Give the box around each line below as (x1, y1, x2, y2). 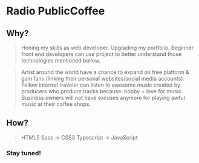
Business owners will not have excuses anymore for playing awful (21, 94, 186, 101)
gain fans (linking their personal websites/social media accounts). (21, 75, 185, 82)
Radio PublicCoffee (6, 4, 105, 18)
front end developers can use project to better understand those (21, 51, 182, 58)
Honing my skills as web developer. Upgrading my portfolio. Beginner (21, 44, 194, 51)
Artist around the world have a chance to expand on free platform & (21, 69, 189, 76)
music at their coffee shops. (21, 100, 91, 108)
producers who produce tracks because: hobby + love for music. (21, 88, 183, 94)
